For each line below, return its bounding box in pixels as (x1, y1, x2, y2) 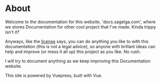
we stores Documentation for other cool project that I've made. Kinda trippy (5, 24, 156, 29)
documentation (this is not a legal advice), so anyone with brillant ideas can (5, 43, 156, 49)
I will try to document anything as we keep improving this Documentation (5, 58, 151, 64)
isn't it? (5, 29, 19, 35)
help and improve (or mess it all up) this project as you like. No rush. (5, 49, 141, 55)
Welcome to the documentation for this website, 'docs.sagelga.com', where (5, 19, 156, 25)
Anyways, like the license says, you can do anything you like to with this (5, 38, 149, 44)
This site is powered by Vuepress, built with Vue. (5, 72, 103, 78)
